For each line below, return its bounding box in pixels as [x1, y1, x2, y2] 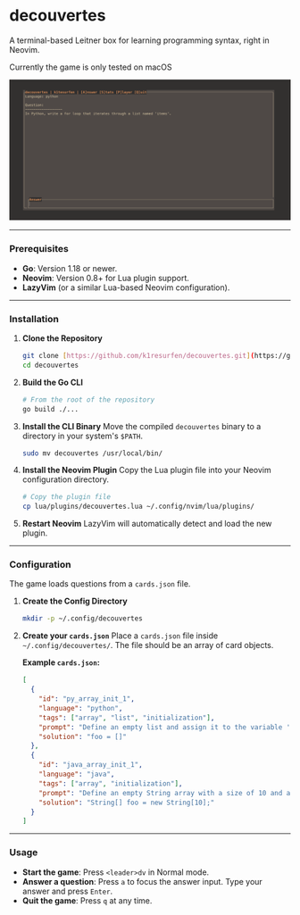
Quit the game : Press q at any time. [21, 894, 153, 906]
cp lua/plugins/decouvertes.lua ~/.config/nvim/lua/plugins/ [21, 502, 255, 512]
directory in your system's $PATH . [21, 430, 144, 441]
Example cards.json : [21, 657, 100, 668]
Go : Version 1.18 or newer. [21, 262, 118, 273]
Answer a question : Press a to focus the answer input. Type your [21, 876, 263, 886]
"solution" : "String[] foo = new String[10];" [38, 798, 215, 807]
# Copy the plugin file [21, 493, 112, 502]
